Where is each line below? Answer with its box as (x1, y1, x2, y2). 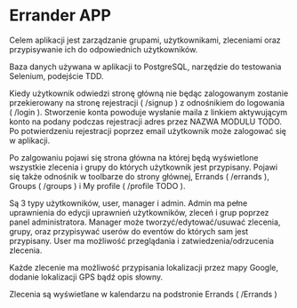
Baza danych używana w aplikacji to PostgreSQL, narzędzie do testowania (9, 61, 282, 72)
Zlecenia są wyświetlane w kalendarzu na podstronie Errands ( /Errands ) (9, 288, 277, 299)
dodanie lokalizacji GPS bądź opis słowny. (9, 272, 164, 282)
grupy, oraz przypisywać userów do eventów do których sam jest (9, 225, 249, 236)
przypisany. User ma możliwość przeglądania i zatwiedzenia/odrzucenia (9, 235, 274, 246)
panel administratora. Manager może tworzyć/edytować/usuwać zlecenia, (9, 217, 281, 227)
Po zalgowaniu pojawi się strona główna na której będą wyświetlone (9, 152, 259, 162)
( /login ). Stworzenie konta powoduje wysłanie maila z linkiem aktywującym (9, 107, 288, 117)
